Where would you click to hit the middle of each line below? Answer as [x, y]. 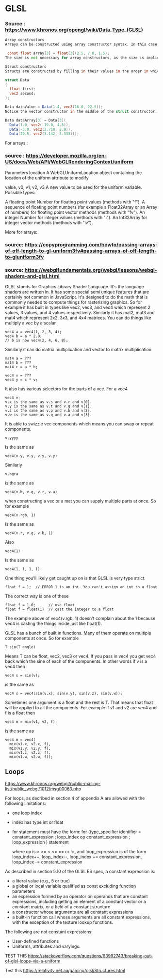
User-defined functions [35, 941]
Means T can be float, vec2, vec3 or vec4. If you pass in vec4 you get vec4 [81, 656]
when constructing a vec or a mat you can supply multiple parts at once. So [81, 501]
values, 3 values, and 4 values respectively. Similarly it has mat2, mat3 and [80, 312]
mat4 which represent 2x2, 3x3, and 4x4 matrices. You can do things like [78, 318]
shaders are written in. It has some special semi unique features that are [77, 292]
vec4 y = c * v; [21, 379]
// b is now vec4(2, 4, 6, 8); [37, 340]
